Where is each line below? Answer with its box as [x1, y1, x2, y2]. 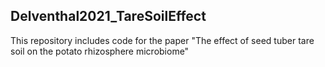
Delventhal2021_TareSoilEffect [10, 8, 207, 25]
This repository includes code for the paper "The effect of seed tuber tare [10, 34, 315, 46]
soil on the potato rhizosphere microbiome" [10, 45, 190, 57]
